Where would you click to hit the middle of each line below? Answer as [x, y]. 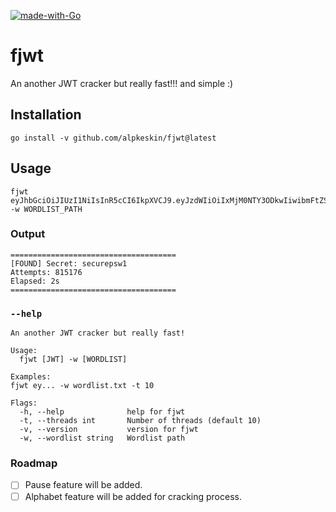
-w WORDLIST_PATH [46, 209]
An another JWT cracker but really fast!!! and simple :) [122, 83]
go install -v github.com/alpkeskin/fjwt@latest [113, 138]
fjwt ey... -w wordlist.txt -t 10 [82, 386]
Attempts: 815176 [46, 272]
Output [28, 234]
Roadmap [34, 463]
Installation [46, 115]
